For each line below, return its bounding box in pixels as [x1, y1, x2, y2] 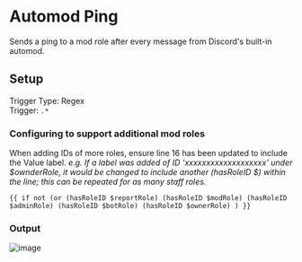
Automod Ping [9, 6, 119, 27]
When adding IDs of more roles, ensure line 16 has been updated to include [9, 148, 288, 159]
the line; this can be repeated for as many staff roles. [9, 177, 207, 188]
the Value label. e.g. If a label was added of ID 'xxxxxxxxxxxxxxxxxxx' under [9, 157, 293, 168]
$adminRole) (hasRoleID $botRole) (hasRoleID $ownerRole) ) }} [9, 202, 252, 211]
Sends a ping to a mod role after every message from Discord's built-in [9, 36, 272, 47]
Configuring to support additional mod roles [9, 127, 205, 140]
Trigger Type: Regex [9, 95, 85, 106]
